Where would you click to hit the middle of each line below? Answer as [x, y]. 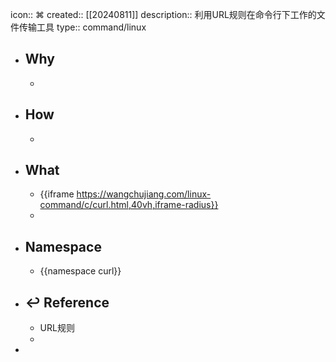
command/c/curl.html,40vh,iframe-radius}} [129, 205]
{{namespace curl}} [80, 271]
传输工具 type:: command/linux [82, 27]
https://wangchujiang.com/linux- [144, 194]
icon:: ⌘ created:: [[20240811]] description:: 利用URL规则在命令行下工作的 [163, 14]
